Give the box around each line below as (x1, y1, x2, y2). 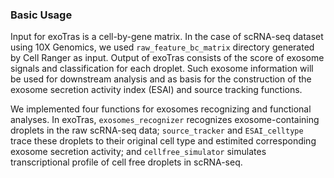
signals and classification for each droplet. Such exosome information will (10, 63, 314, 75)
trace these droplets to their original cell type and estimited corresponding (10, 135, 317, 147)
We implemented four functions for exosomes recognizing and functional (10, 103, 312, 115)
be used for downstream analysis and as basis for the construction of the (10, 73, 312, 85)
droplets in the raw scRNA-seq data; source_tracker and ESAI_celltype (10, 124, 304, 137)
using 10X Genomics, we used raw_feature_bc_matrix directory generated (10, 41, 315, 53)
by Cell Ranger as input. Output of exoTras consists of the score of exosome (10, 52, 325, 64)
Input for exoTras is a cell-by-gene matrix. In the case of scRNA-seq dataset (10, 31, 324, 43)
